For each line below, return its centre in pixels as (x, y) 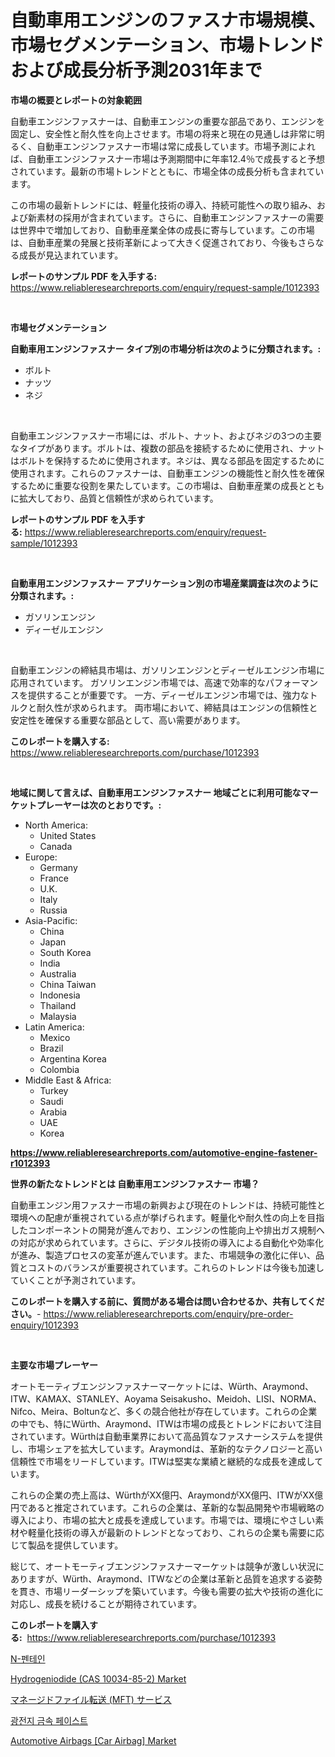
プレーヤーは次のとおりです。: (99, 805)
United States (68, 835)
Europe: (41, 857)
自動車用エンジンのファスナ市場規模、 (168, 20)
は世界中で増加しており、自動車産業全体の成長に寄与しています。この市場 (162, 230)
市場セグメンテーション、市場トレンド (167, 45)
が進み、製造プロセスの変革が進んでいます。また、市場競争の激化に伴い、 (163, 1255)
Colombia (59, 1069)
